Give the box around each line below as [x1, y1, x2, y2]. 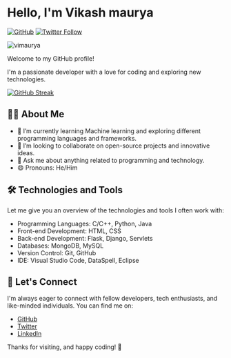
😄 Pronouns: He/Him [17, 163, 78, 172]
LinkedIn [17, 330, 42, 338]
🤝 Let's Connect [7, 276, 77, 288]
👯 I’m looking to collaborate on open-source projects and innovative [17, 141, 210, 150]
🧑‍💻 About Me [7, 108, 65, 120]
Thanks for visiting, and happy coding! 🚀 [7, 343, 122, 351]
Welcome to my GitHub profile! [7, 54, 94, 63]
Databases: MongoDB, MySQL [17, 241, 104, 250]
